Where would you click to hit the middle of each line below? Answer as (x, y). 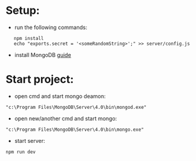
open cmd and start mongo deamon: (60, 96)
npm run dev (21, 152)
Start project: (40, 80)
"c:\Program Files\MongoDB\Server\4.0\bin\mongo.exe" (75, 130)
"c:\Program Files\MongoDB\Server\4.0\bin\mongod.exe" (76, 107)
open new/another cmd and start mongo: (66, 118)
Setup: (23, 11)
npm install (29, 38)
